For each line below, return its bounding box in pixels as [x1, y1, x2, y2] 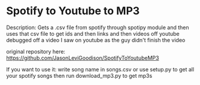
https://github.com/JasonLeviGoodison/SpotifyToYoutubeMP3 [6, 54, 159, 61]
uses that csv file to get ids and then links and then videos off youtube [6, 30, 180, 37]
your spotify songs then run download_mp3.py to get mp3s [6, 72, 153, 79]
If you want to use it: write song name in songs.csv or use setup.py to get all [6, 65, 195, 73]
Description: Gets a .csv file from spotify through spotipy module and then [6, 24, 189, 31]
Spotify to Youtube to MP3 [6, 4, 140, 18]
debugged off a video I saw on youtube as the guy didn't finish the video [6, 36, 186, 43]
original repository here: [6, 48, 66, 55]
